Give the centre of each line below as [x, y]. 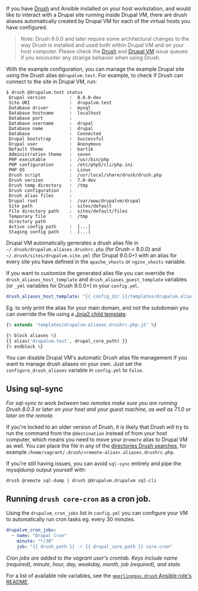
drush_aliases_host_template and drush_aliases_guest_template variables [97, 279]
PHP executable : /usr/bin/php [59, 159]
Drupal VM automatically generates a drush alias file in [72, 243]
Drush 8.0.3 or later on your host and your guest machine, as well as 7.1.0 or [99, 409]
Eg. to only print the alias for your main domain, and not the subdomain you [97, 308]
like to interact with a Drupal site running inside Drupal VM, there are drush [97, 15]
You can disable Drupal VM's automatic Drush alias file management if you [97, 358]
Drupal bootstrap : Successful [56, 139]
